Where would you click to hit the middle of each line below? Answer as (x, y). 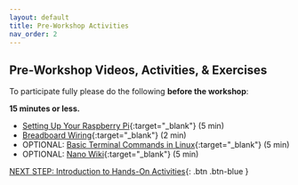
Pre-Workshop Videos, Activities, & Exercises (138, 70)
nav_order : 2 (33, 34)
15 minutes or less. (44, 109)
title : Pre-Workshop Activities (69, 26)
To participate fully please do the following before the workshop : (129, 92)
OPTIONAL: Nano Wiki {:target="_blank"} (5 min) (110, 154)
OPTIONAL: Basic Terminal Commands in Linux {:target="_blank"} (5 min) (156, 145)
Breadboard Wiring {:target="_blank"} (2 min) (104, 135)
